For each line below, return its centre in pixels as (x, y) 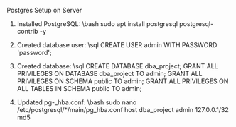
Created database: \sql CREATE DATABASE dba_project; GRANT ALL (117, 66)
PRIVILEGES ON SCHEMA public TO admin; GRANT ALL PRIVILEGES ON (123, 81)
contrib (27, 31)
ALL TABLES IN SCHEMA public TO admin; (79, 89)
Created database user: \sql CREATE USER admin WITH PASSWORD (117, 45)
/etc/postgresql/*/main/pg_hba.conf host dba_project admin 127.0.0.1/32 (123, 110)
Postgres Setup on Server (44, 10)
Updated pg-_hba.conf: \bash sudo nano (77, 102)
